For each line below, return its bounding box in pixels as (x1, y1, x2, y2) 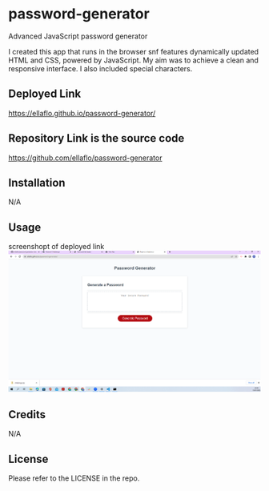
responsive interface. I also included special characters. (8, 63, 193, 73)
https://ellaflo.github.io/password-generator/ (8, 108, 156, 118)
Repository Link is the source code (8, 131, 185, 145)
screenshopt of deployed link (8, 242, 105, 252)
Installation (8, 175, 66, 189)
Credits (8, 408, 46, 421)
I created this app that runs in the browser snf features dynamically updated (8, 46, 259, 56)
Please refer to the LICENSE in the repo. (8, 473, 140, 483)
